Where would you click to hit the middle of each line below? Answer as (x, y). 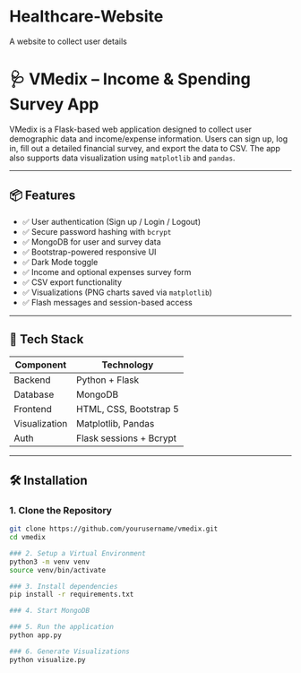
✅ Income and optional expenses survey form (107, 272)
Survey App (54, 104)
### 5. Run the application (62, 627)
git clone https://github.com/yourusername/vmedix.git (114, 529)
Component (41, 365)
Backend (32, 380)
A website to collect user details (68, 41)
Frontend (33, 409)
